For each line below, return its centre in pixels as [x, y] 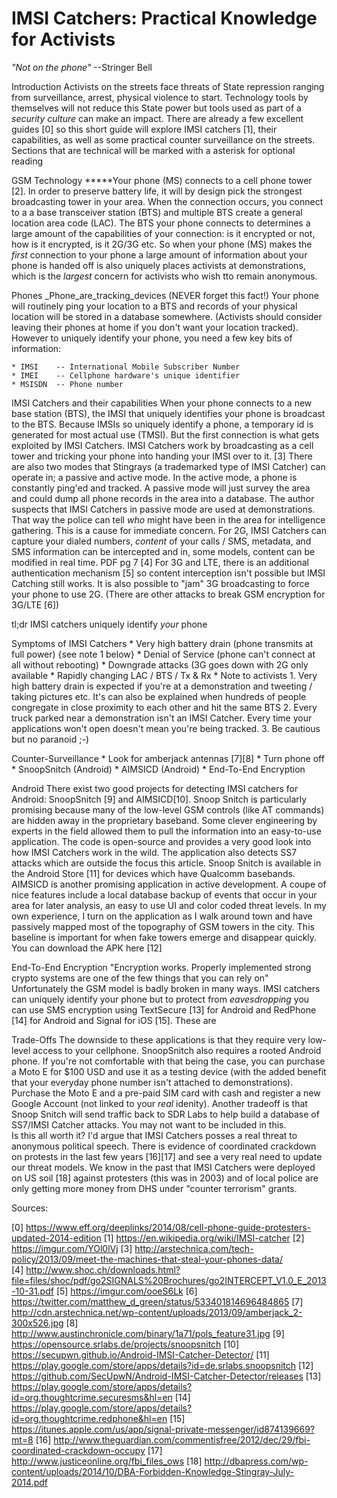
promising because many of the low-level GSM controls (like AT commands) [168, 809]
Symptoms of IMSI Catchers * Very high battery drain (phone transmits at [162, 643]
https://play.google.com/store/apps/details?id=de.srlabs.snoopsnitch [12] [162, 1365]
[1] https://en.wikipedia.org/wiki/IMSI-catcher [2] [204, 1238]
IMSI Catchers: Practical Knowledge [164, 18]
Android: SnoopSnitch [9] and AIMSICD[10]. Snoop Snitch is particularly [159, 799]
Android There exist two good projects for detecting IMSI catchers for [155, 788]
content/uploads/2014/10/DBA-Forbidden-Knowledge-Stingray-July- [152, 1471]
